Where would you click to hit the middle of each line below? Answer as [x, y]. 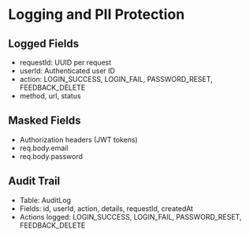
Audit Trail [34, 181]
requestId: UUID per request [65, 62]
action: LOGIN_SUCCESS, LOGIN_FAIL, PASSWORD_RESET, [116, 79]
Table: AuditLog [45, 200]
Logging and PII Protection [97, 15]
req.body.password [51, 156]
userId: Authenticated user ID [67, 71]
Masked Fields [45, 121]
